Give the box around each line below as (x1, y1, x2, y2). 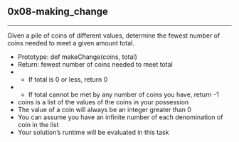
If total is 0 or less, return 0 (28, 75, 108, 84)
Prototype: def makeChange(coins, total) (17, 53, 137, 61)
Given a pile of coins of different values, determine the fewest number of (7, 31, 221, 40)
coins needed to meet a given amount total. (7, 38, 135, 47)
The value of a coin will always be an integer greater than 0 (17, 105, 192, 114)
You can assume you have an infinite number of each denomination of (17, 113, 223, 121)
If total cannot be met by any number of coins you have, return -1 (28, 90, 219, 99)
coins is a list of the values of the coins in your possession (17, 97, 189, 106)
